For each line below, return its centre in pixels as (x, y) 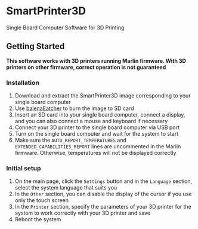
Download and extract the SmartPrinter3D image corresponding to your (103, 96)
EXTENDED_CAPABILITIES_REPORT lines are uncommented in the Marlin (98, 146)
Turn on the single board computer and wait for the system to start (97, 134)
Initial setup (24, 168)
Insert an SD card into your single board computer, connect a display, (100, 115)
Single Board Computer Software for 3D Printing (65, 28)
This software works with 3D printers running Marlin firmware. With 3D (96, 60)
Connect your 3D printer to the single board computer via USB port (97, 127)
